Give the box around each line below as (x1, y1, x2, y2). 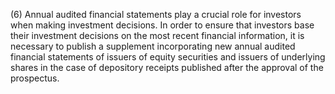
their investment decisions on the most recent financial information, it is (10, 30, 305, 41)
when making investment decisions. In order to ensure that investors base (10, 19, 315, 31)
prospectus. (10, 72, 60, 84)
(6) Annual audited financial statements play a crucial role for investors (10, 9, 302, 20)
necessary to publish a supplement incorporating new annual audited (10, 40, 296, 52)
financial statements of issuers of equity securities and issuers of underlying (10, 51, 326, 63)
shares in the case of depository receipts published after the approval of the (10, 62, 324, 73)
